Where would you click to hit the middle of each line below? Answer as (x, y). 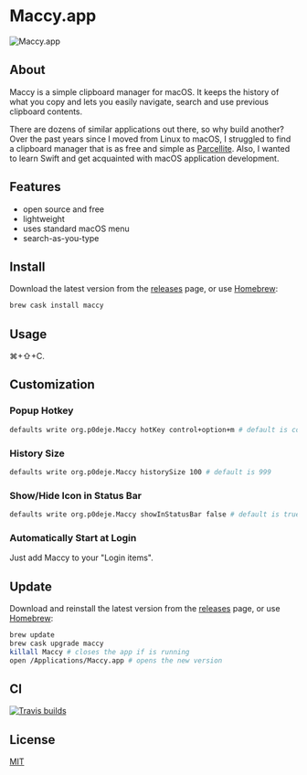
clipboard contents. (46, 111)
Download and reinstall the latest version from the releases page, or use (145, 609)
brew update (32, 635)
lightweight (44, 218)
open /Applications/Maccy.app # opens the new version (116, 660)
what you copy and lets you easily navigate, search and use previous (139, 101)
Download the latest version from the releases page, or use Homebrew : (144, 289)
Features (35, 187)
